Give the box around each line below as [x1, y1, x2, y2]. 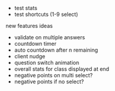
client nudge [14, 53, 46, 59]
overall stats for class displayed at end [14, 65, 110, 73]
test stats [14, 5, 38, 11]
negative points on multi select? [14, 72, 93, 79]
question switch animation [14, 59, 79, 66]
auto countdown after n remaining [14, 46, 98, 54]
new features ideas [5, 23, 53, 29]
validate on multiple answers [14, 34, 85, 40]
